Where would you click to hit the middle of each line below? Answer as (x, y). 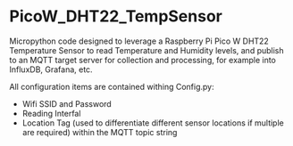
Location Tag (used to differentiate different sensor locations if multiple (153, 123)
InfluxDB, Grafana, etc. (51, 69)
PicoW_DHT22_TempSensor (116, 16)
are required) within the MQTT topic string (100, 132)
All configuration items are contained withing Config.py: (112, 86)
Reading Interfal (51, 113)
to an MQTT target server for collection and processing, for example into (143, 60)
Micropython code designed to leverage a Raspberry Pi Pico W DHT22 (139, 41)
